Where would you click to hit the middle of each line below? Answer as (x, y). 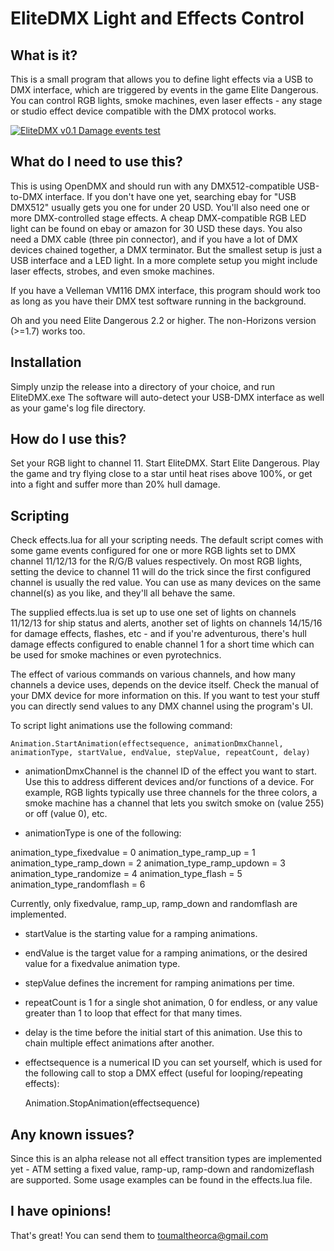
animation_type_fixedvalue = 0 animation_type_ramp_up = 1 (133, 853)
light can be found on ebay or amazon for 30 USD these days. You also (156, 228)
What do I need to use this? (96, 162)
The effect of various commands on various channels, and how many (153, 674)
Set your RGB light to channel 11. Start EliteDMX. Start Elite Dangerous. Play (165, 463)
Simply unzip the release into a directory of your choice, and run (143, 386)
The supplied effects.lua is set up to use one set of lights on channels (153, 613)
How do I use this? (68, 439)
